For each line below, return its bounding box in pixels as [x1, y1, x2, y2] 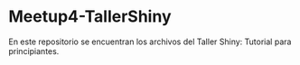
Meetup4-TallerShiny [8, 6, 172, 27]
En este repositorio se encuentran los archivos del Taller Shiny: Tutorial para [8, 36, 292, 47]
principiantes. [8, 45, 60, 56]
